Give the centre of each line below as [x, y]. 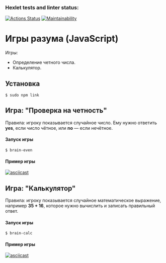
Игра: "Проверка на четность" [56, 110]
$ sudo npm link [22, 95]
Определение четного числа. [44, 62]
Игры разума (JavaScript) [62, 39]
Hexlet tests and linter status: [42, 8]
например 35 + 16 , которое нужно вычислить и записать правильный [80, 206]
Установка [23, 84]
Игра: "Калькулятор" [40, 188]
